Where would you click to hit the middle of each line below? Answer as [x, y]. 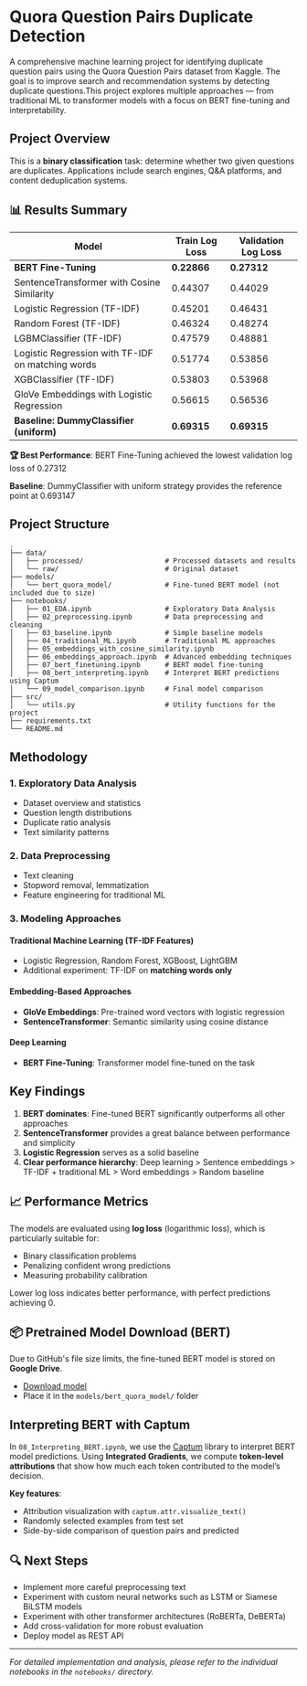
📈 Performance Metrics [79, 1202]
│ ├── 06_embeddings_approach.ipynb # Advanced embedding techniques [151, 657]
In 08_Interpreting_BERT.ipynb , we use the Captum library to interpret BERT [153, 1447]
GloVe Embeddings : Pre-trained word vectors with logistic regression [153, 1012]
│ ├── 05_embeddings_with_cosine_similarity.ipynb [112, 649]
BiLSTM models [52, 1606]
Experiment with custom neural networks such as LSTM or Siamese [150, 1596]
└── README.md [37, 729]
